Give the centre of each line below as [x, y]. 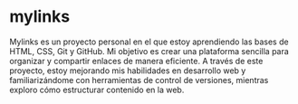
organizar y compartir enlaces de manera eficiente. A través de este [136, 61]
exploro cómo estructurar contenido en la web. [97, 90]
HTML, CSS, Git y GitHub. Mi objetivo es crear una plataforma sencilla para [149, 51]
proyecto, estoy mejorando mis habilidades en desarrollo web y [128, 71]
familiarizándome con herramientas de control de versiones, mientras [139, 80]
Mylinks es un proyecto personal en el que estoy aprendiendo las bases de [149, 42]
